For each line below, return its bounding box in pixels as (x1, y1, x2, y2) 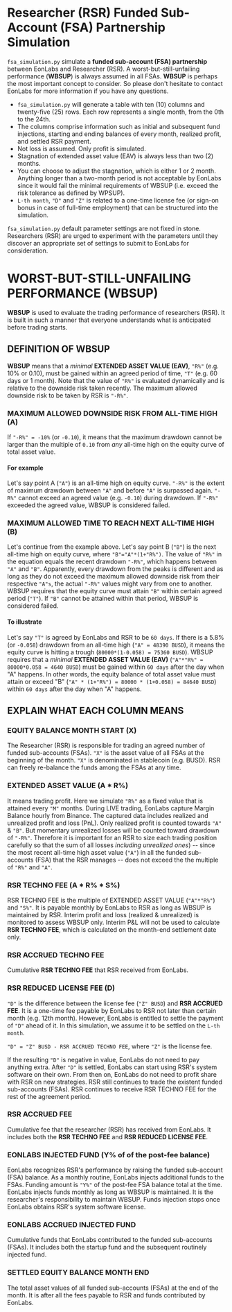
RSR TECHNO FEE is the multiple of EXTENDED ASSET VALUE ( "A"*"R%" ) (7, 896, 216, 904)
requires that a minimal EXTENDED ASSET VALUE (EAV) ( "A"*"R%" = (7, 655, 204, 663)
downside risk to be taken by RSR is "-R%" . (7, 391, 129, 400)
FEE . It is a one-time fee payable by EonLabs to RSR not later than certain (7, 1006, 217, 1014)
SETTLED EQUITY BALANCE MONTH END (7, 1268, 150, 1277)
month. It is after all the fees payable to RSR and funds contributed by (7, 1290, 206, 1299)
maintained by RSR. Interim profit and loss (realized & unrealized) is (7, 910, 199, 919)
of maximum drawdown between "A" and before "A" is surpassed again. (7, 486, 213, 495)
